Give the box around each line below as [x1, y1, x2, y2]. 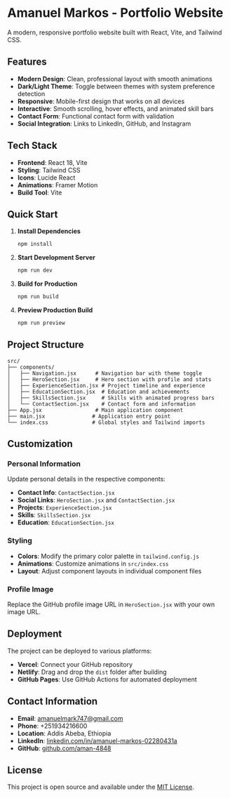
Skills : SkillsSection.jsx [17, 511, 91, 519]
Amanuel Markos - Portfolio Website [7, 5, 224, 21]
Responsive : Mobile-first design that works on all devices [17, 97, 185, 105]
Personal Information [7, 459, 81, 468]
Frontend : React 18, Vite [17, 158, 88, 166]
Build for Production [17, 279, 78, 288]
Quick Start [7, 208, 58, 220]
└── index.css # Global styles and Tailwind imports [7, 419, 205, 426]
